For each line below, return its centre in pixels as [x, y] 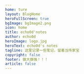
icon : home [16, 28]
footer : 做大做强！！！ [27, 59]
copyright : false [23, 55]
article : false [21, 64]
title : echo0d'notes [26, 32]
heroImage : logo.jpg [26, 41]
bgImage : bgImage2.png [28, 23]
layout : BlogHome [23, 14]
